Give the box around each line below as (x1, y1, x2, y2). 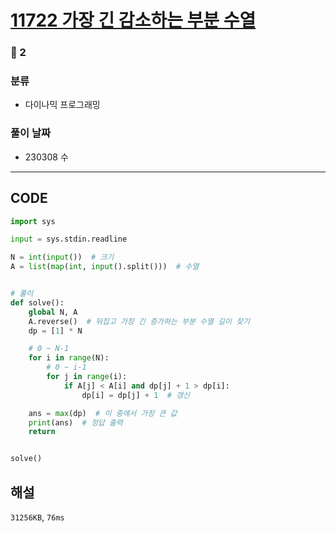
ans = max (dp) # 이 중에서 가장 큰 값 (28, 408, 178, 418)
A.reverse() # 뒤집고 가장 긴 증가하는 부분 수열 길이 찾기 (28, 316, 251, 326)
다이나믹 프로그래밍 (24, 99, 101, 111)
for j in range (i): (46, 372, 128, 382)
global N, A (28, 307, 78, 317)
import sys (10, 216, 56, 226)
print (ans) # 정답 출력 (28, 417, 123, 428)
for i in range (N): (28, 353, 110, 363)
